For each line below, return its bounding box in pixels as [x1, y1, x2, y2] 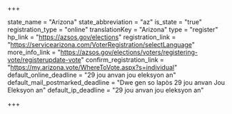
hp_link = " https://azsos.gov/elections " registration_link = [7, 33, 176, 41]
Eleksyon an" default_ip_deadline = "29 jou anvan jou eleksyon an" [7, 86, 204, 94]
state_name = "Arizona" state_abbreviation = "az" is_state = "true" [7, 18, 202, 26]
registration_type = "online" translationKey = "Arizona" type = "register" [7, 26, 218, 33]
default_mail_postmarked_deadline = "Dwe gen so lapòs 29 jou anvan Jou [7, 78, 226, 86]
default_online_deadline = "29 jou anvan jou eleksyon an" [7, 71, 176, 79]
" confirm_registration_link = [81, 56, 164, 64]
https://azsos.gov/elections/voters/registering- [60, 48, 198, 56]
